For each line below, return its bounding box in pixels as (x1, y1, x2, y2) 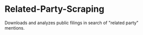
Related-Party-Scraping (4, 3, 105, 15)
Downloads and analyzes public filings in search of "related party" (4, 20, 139, 26)
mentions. (4, 25, 25, 31)
